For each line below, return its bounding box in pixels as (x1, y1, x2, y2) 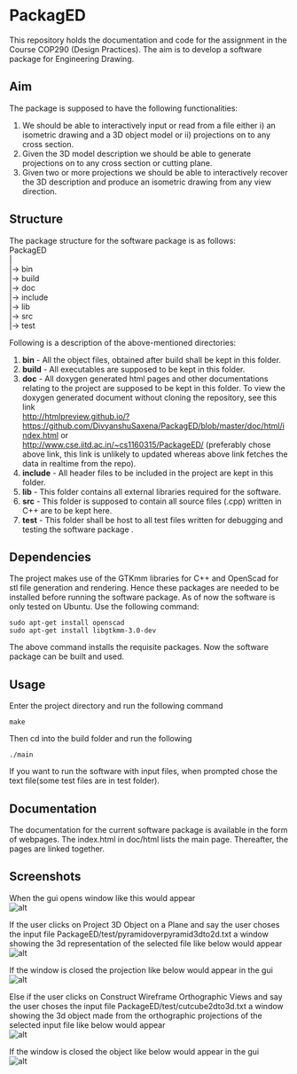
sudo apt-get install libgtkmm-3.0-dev (9, 626, 157, 635)
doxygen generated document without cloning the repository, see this (21, 392, 277, 403)
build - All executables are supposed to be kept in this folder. (21, 364, 246, 374)
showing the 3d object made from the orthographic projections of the (9, 1010, 263, 1021)
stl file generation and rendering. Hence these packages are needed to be (9, 583, 279, 593)
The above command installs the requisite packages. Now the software (9, 642, 269, 653)
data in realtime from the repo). (21, 458, 137, 468)
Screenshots (9, 869, 82, 884)
